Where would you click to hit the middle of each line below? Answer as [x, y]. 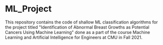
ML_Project [28, 9]
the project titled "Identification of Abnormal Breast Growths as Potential [77, 27]
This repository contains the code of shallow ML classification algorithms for [81, 22]
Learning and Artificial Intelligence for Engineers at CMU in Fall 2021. [74, 37]
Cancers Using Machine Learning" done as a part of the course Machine [78, 32]
